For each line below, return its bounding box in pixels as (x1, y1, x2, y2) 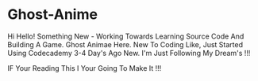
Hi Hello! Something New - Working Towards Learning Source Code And (7, 31, 245, 41)
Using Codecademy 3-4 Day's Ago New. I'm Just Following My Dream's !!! (7, 48, 251, 57)
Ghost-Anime (7, 6, 98, 24)
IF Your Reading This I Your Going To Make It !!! (7, 63, 162, 72)
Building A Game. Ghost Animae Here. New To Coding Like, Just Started (7, 39, 244, 49)
